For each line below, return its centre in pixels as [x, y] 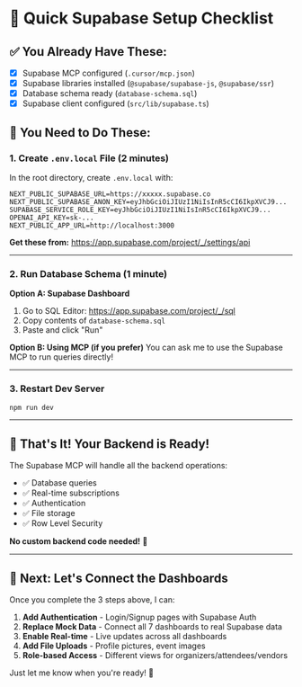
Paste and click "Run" [62, 330]
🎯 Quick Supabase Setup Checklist [142, 18]
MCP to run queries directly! [62, 357]
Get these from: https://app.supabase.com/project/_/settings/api [130, 242]
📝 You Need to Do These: [80, 133]
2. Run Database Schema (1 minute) [89, 273]
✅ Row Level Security [62, 523]
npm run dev [31, 407]
